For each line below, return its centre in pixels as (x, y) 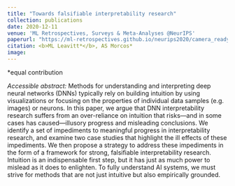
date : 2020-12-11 (33, 26)
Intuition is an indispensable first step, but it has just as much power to (109, 160)
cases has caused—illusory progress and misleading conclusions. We (108, 123)
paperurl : (22, 40)
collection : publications (45, 20)
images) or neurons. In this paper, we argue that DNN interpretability (106, 108)
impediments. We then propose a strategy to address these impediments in (115, 145)
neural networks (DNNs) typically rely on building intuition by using (104, 93)
